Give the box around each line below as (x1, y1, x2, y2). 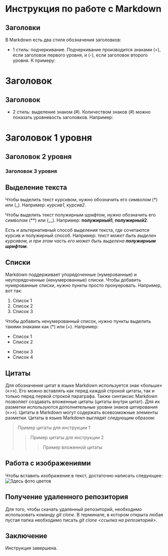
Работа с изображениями (5, 459, 91, 468)
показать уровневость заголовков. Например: (12, 114, 113, 120)
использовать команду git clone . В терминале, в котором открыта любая (5, 511, 163, 517)
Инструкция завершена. (5, 545, 58, 551)
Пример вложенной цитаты (43, 444, 103, 450)
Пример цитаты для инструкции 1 (17, 424, 91, 430)
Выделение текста (5, 183, 67, 192)
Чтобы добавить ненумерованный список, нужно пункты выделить (5, 318, 151, 324)
